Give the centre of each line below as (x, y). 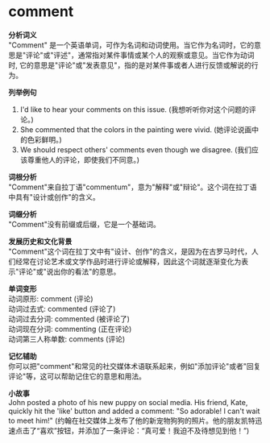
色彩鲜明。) (44, 139)
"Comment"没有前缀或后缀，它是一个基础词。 (85, 224)
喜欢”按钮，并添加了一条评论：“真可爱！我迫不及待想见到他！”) (145, 430)
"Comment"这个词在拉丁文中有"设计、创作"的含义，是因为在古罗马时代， (130, 251)
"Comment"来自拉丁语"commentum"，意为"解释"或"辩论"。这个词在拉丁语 (133, 187)
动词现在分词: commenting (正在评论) (70, 329)
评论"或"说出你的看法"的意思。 (70, 271)
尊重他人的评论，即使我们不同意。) (83, 159)
